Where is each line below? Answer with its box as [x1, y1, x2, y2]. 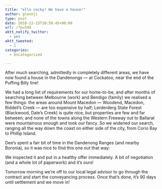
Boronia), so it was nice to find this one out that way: [5, 145, 110, 151]
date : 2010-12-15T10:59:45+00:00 [5, 20, 73, 26]
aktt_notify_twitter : [5, 30, 49, 34]
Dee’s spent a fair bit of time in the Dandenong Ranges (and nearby [5, 140, 140, 146]
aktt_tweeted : [5, 39, 34, 44]
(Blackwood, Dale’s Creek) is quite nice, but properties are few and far [5, 110, 146, 116]
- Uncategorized [9, 52, 42, 57]
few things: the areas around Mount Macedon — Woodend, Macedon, [5, 100, 145, 106]
